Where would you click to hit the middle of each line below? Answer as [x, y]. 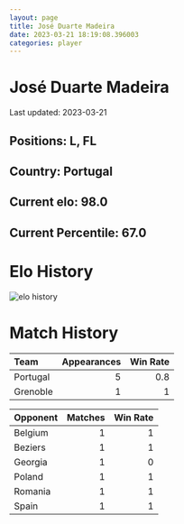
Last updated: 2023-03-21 [58, 113]
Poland [28, 476]
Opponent [36, 418]
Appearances [92, 362]
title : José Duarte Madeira [62, 26]
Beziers [30, 447]
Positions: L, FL [53, 141]
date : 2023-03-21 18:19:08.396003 [74, 34]
